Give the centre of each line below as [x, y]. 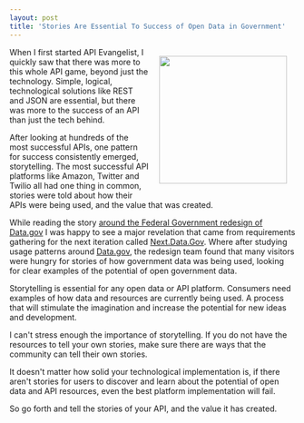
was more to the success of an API [74, 110]
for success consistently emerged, [74, 156]
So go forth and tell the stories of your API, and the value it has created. [143, 408]
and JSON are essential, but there [73, 100]
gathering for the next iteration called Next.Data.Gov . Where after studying [148, 241]
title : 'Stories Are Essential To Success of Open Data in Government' [147, 26]
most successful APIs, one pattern [74, 147]
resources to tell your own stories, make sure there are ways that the [137, 344]
